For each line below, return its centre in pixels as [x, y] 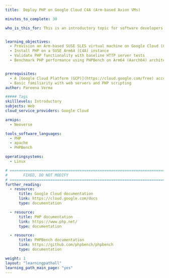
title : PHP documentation [46, 217]
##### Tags [17, 97]
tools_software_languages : [33, 134]
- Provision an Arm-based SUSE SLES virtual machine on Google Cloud [84, 46]
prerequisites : [21, 73]
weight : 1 [16, 258]
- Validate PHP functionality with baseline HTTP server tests [77, 56]
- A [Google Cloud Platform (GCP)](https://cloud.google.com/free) [82, 78]
